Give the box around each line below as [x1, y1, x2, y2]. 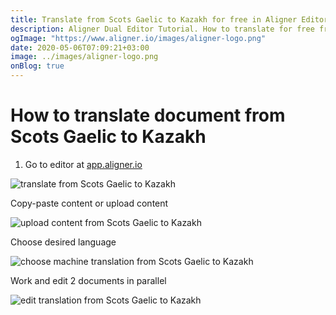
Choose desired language [10, 236, 117, 248]
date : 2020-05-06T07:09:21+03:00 [10, 42, 150, 53]
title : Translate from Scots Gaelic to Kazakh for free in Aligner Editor [10, 14, 329, 25]
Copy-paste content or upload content [10, 197, 169, 209]
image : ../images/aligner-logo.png [10, 52, 159, 62]
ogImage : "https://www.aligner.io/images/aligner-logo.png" [10, 33, 267, 43]
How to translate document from [10, 104, 286, 127]
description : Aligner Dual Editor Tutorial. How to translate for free [10, 24, 315, 34]
